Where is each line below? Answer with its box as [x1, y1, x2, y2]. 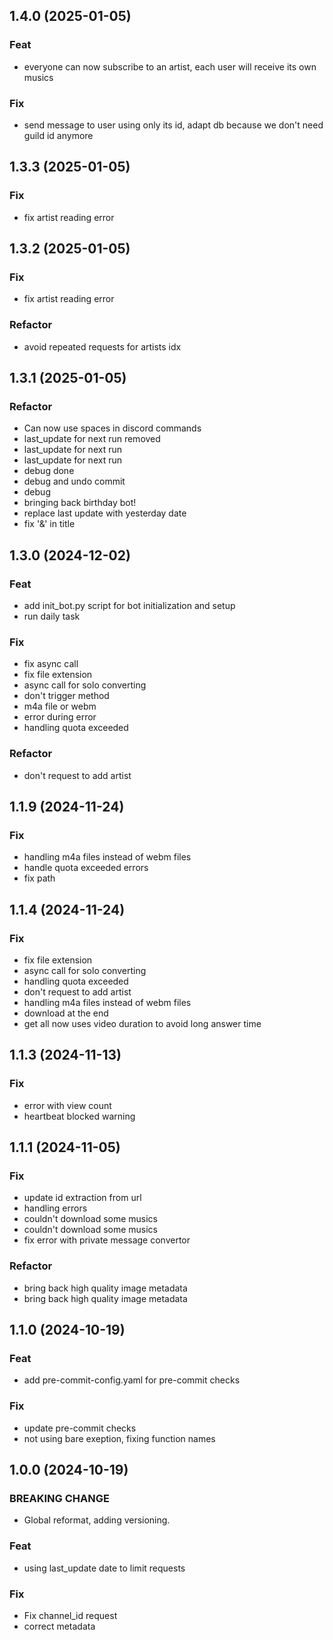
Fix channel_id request [23, 1609, 118, 1621]
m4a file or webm [23, 700, 97, 713]
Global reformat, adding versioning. [23, 1514, 171, 1526]
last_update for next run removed [23, 433, 161, 445]
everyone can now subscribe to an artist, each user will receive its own [23, 60, 317, 73]
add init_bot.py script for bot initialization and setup [23, 600, 236, 612]
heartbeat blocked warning [23, 1110, 136, 1122]
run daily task [23, 610, 81, 623]
